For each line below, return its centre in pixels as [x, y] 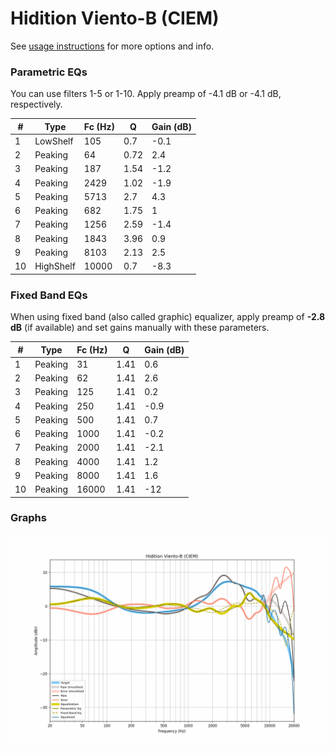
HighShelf [55, 266]
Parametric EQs [49, 72]
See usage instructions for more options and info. [112, 46]
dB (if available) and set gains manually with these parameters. [140, 328]
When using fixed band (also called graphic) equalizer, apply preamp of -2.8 [168, 317]
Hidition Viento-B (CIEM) [115, 18]
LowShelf [54, 141]
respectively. [36, 104]
